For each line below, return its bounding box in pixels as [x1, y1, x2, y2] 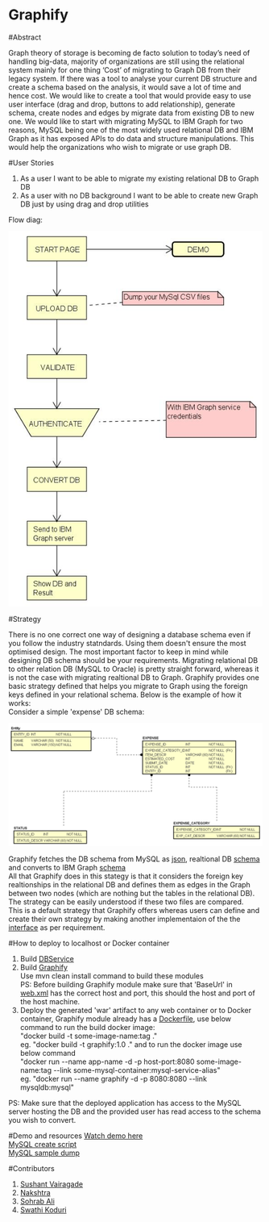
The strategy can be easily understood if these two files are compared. [8, 897, 244, 907]
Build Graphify [19, 962, 68, 973]
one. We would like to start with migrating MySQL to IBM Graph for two [8, 116, 243, 126]
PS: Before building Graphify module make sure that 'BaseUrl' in [19, 980, 234, 990]
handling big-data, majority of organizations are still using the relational [8, 56, 245, 66]
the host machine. [19, 997, 81, 1007]
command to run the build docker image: [19, 1023, 155, 1032]
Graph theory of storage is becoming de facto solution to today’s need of [8, 48, 250, 57]
